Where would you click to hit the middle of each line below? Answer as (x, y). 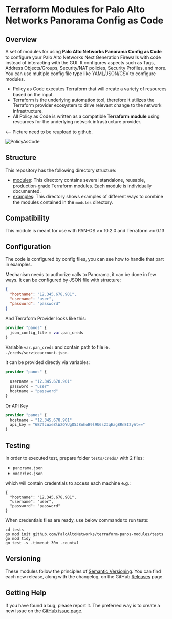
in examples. (19, 265)
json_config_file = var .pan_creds (47, 333)
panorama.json (28, 468)
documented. (27, 191)
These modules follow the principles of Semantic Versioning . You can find (83, 571)
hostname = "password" (34, 391)
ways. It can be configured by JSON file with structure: (63, 280)
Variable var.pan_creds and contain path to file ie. (58, 347)
